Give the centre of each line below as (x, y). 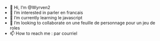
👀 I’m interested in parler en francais (46, 13)
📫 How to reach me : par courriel (43, 33)
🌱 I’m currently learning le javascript (46, 18)
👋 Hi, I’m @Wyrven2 (30, 7)
